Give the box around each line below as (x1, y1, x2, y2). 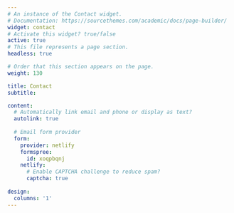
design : (7, 188, 31, 195)
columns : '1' (14, 194, 53, 202)
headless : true (7, 51, 53, 58)
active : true (7, 37, 46, 44)
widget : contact (7, 24, 55, 31)
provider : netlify (20, 142, 75, 149)
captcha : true (26, 175, 69, 182)
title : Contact (7, 83, 53, 90)
